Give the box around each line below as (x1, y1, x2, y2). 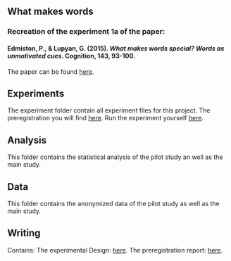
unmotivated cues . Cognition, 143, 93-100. (7, 51, 136, 60)
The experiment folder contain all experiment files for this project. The (7, 106, 211, 115)
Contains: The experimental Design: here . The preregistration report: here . (7, 246, 223, 254)
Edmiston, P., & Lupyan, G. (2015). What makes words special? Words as (7, 44, 225, 52)
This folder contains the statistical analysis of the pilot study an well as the (7, 153, 223, 161)
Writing (7, 227, 41, 239)
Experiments (7, 87, 65, 99)
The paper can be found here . (7, 67, 94, 76)
